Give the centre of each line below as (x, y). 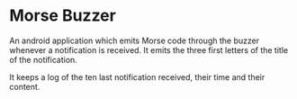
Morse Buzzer (63, 16)
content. (25, 86)
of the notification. (44, 59)
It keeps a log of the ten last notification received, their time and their (137, 76)
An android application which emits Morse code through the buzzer (134, 40)
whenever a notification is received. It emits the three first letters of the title (149, 49)
